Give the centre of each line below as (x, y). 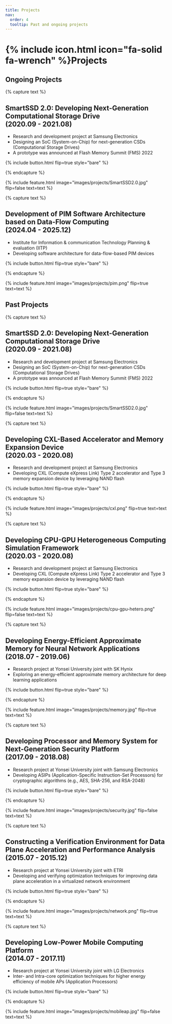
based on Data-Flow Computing (57, 222)
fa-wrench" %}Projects (56, 61)
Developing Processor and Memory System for (81, 741)
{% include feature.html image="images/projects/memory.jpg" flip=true (81, 710)
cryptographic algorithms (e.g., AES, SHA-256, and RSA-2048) (79, 780)
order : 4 (19, 19)
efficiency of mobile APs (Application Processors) (65, 982)
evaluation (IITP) (30, 248)
